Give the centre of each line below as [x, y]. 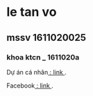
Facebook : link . [30, 85]
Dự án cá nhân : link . [37, 72]
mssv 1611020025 [46, 38]
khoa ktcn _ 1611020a [43, 57]
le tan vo [32, 12]
